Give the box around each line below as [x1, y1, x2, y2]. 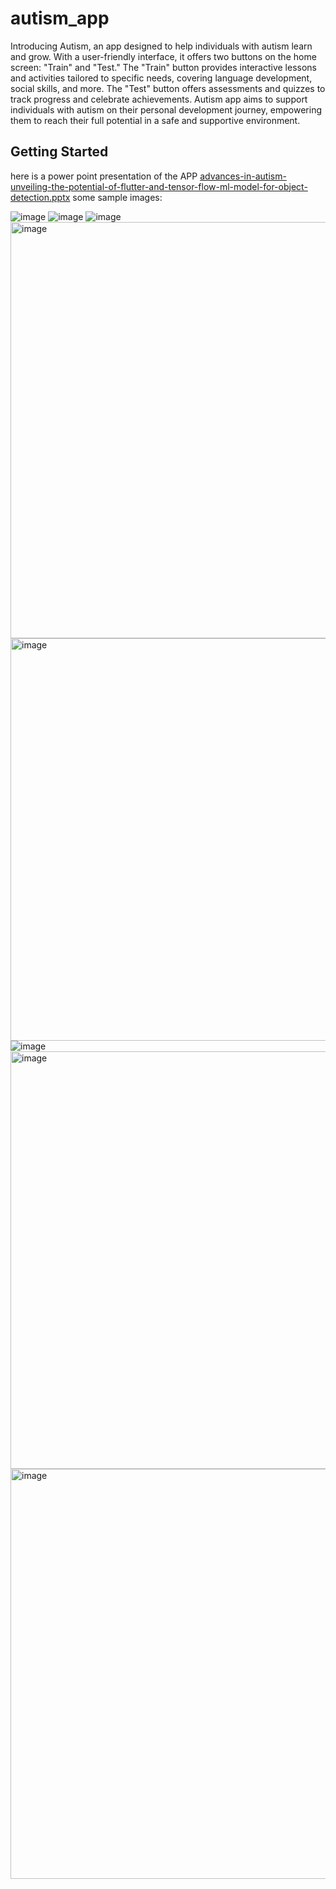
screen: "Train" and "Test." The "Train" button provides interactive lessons [10, 61, 318, 73]
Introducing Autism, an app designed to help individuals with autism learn [10, 40, 313, 52]
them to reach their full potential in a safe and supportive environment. [10, 114, 301, 126]
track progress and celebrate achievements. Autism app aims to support [10, 93, 308, 105]
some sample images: [72, 191, 163, 203]
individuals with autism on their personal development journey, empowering [10, 103, 323, 116]
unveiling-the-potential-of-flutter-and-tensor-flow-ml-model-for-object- [10, 180, 308, 192]
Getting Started [10, 143, 109, 161]
